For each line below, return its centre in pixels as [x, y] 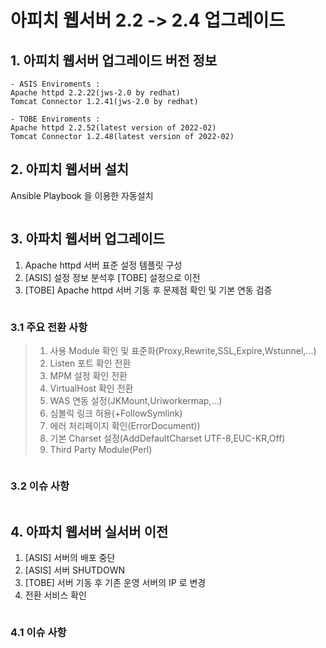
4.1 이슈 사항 [38, 632]
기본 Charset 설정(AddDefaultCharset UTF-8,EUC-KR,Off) [167, 438]
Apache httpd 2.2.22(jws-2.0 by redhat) [96, 93]
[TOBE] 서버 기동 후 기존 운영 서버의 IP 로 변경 [115, 583]
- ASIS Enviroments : [55, 84]
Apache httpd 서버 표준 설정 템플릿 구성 [103, 265]
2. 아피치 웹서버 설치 [70, 169]
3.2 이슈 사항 [40, 486]
